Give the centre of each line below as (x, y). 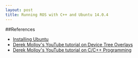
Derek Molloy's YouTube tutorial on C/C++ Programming (72, 50)
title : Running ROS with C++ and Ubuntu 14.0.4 (57, 15)
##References (20, 29)
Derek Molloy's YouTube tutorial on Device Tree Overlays (73, 44)
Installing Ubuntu (31, 39)
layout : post (19, 10)
